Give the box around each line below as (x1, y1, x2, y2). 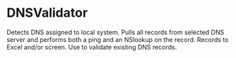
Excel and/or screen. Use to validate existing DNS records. (6, 43, 177, 51)
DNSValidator (6, 5, 88, 21)
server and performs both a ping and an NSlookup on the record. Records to (6, 35, 229, 43)
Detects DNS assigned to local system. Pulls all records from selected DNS (6, 28, 225, 36)
